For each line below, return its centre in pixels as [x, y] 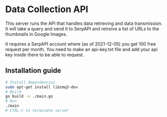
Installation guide [33, 71]
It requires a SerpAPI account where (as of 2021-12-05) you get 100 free [80, 44]
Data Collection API [47, 9]
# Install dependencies [30, 82]
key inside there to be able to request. [45, 55]
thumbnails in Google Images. [36, 34]
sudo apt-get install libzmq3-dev [42, 87]
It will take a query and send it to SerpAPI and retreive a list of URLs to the [82, 28]
